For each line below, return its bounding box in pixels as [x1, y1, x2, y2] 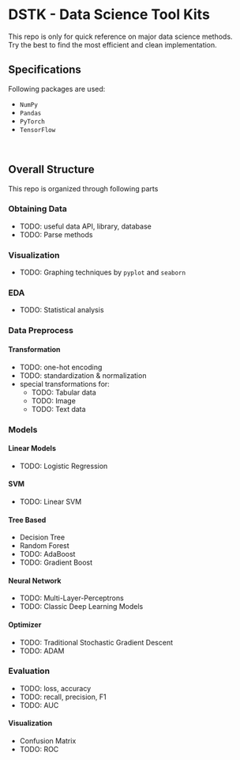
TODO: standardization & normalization [19, 370, 147, 380]
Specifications [8, 63, 81, 77]
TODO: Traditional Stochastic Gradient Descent [19, 637, 174, 647]
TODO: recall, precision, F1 [19, 692, 107, 701]
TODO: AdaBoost [19, 550, 76, 559]
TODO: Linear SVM [19, 497, 82, 506]
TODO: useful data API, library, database [19, 221, 152, 231]
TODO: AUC [19, 700, 59, 709]
